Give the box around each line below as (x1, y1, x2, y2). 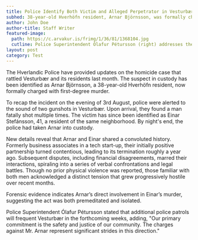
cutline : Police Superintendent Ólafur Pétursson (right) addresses (11, 42, 183, 48)
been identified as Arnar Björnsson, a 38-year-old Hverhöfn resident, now (6, 81, 186, 88)
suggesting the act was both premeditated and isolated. (6, 197, 141, 204)
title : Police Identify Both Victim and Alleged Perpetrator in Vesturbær (6, 8, 194, 15)
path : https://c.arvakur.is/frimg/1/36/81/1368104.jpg (11, 36, 149, 42)
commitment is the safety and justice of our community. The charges (6, 221, 174, 228)
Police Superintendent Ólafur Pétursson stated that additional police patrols (6, 208, 190, 215)
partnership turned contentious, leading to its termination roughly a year (6, 148, 181, 155)
